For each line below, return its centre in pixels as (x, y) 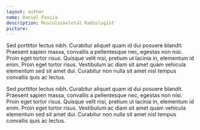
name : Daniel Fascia (32, 17)
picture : (17, 28)
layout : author (25, 12)
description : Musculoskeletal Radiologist (60, 23)
